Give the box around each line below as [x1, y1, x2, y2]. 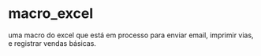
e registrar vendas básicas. [8, 38, 97, 47]
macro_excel [8, 5, 94, 23]
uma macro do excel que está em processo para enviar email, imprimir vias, [8, 30, 254, 40]
